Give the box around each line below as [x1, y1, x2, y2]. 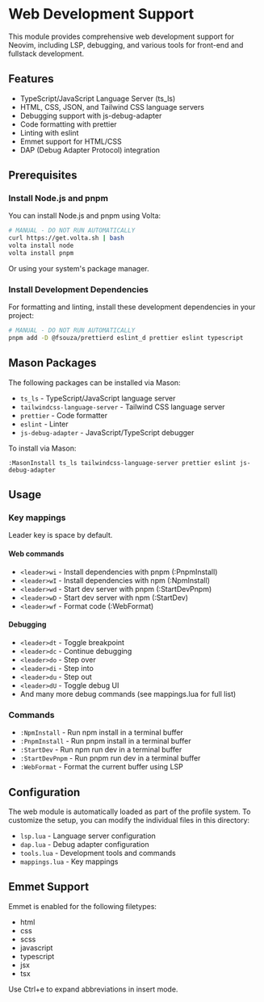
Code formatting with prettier [19, 119, 117, 129]
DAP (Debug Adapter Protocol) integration [19, 145, 160, 154]
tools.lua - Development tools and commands [19, 849, 176, 857]
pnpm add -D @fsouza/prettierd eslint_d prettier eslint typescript [8, 334, 244, 342]
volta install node [8, 241, 74, 250]
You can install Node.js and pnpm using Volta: [8, 211, 161, 220]
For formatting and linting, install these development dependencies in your [8, 302, 256, 312]
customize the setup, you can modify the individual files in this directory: [8, 815, 250, 824]
